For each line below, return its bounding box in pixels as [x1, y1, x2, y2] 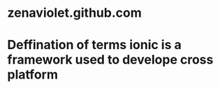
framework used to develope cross [7, 52, 214, 68]
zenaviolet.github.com [7, 5, 142, 21]
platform [7, 67, 58, 83]
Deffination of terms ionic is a [7, 37, 182, 53]
